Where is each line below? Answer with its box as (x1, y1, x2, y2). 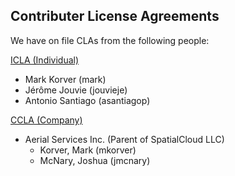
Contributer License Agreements (10, 8, 220, 25)
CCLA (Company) (10, 114, 83, 126)
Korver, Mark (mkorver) (39, 144, 137, 156)
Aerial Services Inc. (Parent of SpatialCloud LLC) (24, 133, 225, 145)
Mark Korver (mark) (24, 73, 107, 85)
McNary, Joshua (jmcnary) (39, 154, 151, 166)
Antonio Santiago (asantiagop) (24, 94, 151, 106)
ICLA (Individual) (10, 54, 80, 66)
